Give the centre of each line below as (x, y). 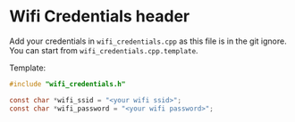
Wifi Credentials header (100, 16)
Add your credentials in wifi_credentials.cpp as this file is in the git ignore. (148, 41)
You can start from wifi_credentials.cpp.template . (104, 50)
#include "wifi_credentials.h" (67, 84)
